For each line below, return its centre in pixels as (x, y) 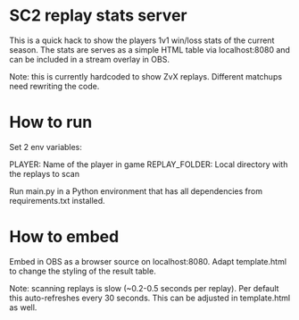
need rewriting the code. (54, 86)
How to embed (64, 237)
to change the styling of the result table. (83, 271)
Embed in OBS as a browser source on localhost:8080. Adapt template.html (148, 261)
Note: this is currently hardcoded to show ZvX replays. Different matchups (146, 76)
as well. (23, 307)
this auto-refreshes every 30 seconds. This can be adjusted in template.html (150, 298)
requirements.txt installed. (57, 200)
